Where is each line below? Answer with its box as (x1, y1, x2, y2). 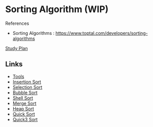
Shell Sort (12, 95, 33, 101)
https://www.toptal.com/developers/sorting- (55, 30, 148, 36)
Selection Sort (12, 84, 43, 90)
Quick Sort (12, 111, 35, 117)
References (5, 20, 29, 26)
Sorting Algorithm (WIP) (5, 4, 109, 15)
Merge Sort (12, 100, 36, 106)
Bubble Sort (12, 90, 38, 96)
